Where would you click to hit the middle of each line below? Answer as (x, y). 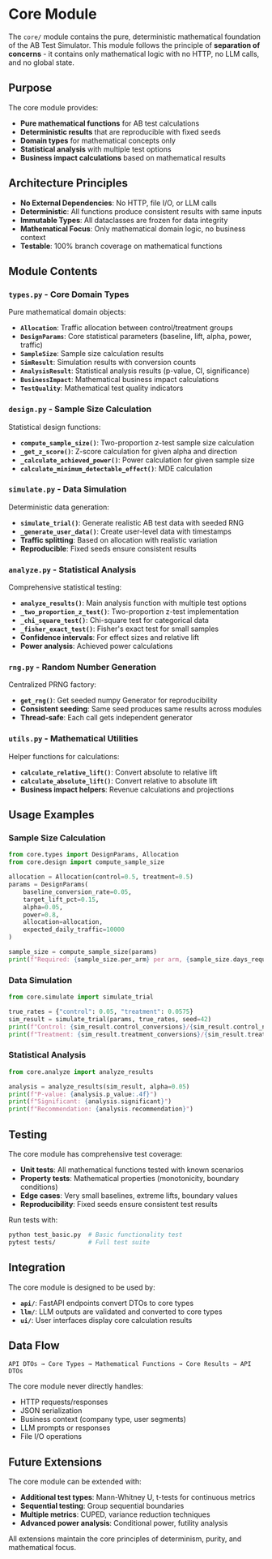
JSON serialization (51, 1411)
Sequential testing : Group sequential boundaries (102, 1506)
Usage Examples (51, 815)
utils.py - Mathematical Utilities (74, 739)
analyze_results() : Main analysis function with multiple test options (133, 603)
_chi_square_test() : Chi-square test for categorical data (114, 621)
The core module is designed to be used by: (82, 1287)
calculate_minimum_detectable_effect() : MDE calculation (116, 468)
